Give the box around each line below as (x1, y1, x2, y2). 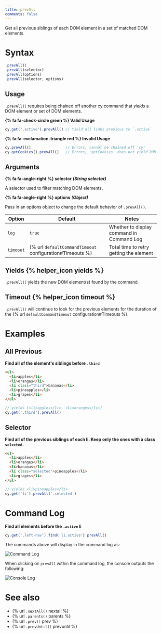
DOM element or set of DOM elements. (5, 108, 82, 114)
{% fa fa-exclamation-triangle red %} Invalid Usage (5, 135, 110, 141)
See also (5, 592, 40, 603)
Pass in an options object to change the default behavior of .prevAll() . (5, 204, 147, 210)
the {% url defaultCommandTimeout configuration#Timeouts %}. (5, 311, 129, 317)
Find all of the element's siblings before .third (5, 360, 100, 366)
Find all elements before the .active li (5, 523, 81, 529)
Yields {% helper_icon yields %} (5, 266, 104, 275)
